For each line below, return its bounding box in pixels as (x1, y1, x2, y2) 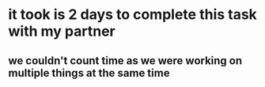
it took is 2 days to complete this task (8, 6, 257, 24)
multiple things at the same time (8, 66, 170, 80)
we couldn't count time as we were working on (8, 54, 243, 67)
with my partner (8, 22, 116, 40)
